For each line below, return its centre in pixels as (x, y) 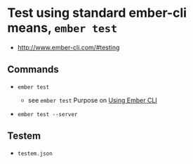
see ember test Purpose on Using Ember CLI (93, 100)
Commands (33, 69)
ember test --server (47, 114)
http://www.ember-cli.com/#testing (68, 47)
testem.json (35, 153)
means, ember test (62, 28)
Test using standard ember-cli (97, 13)
